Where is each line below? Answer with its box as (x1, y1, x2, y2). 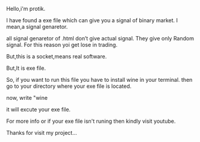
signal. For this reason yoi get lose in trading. (6, 42, 117, 48)
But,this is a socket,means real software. (6, 53, 107, 60)
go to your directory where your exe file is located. (6, 82, 132, 90)
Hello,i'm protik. (6, 5, 46, 12)
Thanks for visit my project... (6, 129, 77, 136)
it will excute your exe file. (6, 106, 71, 113)
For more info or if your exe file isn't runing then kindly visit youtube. (6, 117, 176, 125)
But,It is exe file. (6, 64, 46, 72)
